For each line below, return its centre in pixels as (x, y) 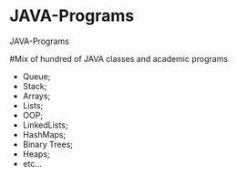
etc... (32, 163)
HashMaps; (44, 134)
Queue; (36, 76)
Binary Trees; (47, 144)
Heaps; (36, 154)
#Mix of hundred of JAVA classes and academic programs (119, 58)
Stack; (35, 86)
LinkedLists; (45, 125)
